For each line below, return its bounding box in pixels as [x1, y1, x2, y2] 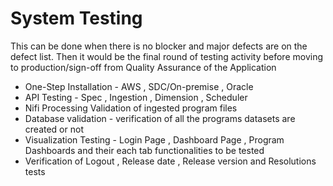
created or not [24, 123, 84, 135]
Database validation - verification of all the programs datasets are [24, 112, 296, 124]
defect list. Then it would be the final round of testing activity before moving [10, 50, 323, 62]
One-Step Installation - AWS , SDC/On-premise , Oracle [24, 80, 254, 92]
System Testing [10, 7, 143, 30]
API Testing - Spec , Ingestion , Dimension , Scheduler [24, 91, 248, 103]
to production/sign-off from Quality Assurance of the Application [10, 61, 277, 73]
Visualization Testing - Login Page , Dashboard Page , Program [24, 133, 285, 146]
